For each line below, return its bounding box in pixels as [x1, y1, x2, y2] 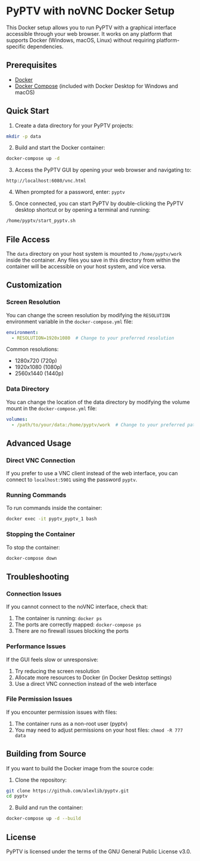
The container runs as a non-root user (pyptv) [14, 720, 128, 727]
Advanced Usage [6, 438, 71, 448]
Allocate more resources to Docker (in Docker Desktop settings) [14, 674, 172, 681]
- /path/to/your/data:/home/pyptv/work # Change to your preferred [11, 422, 185, 428]
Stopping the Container [6, 530, 76, 538]
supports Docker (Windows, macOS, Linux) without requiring [6, 36, 156, 44]
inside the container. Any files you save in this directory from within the [6, 256, 180, 264]
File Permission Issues [6, 695, 73, 703]
